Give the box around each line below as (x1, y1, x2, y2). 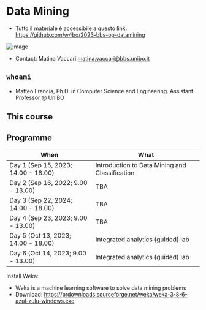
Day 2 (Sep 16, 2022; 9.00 (9, 178, 88, 187)
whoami (6, 72, 32, 81)
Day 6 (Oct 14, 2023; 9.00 (9, 249, 87, 257)
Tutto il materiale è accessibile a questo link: (15, 25, 128, 32)
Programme (6, 132, 53, 143)
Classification (95, 168, 135, 177)
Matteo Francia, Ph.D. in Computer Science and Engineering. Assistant (15, 87, 194, 94)
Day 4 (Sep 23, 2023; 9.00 (9, 213, 88, 222)
